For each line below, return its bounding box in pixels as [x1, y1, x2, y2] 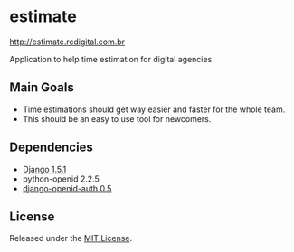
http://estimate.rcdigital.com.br [9, 36, 125, 47]
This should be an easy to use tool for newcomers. [22, 113, 212, 124]
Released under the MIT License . [9, 233, 133, 244]
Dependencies [9, 140, 93, 155]
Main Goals [9, 79, 74, 96]
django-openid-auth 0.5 [22, 182, 112, 193]
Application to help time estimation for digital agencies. [9, 53, 214, 64]
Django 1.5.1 [22, 163, 67, 174]
